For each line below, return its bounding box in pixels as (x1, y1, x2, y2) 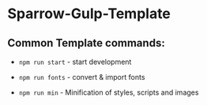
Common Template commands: (7, 36, 165, 50)
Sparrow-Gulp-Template (7, 5, 171, 23)
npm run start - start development (18, 57, 132, 66)
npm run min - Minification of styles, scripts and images (18, 88, 199, 97)
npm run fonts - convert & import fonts (18, 73, 145, 81)
